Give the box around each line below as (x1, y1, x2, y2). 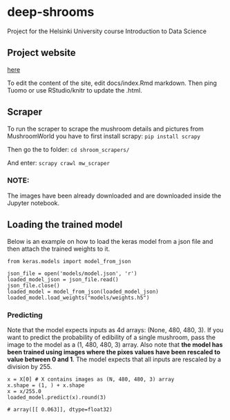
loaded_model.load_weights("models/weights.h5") (7, 294, 150, 301)
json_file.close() (7, 282, 60, 289)
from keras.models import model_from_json (7, 258, 131, 265)
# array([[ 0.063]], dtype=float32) (7, 405, 113, 413)
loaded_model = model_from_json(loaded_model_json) (7, 288, 159, 295)
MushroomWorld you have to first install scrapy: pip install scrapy (7, 132, 200, 140)
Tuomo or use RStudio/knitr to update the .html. (7, 86, 143, 94)
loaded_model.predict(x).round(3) (7, 394, 107, 401)
